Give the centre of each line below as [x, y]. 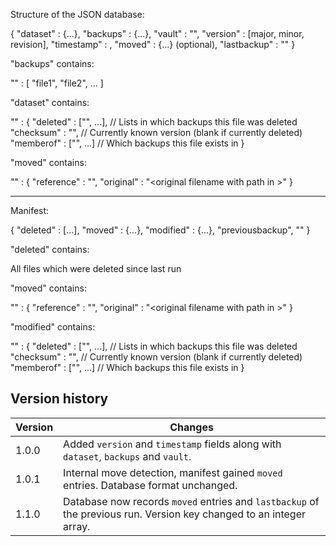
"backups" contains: [52, 63]
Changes [191, 427]
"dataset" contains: [50, 102]
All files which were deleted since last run [96, 268]
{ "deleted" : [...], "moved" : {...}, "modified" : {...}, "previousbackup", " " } [160, 230]
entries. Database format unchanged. [150, 485]
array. [77, 526]
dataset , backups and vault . [127, 456]
